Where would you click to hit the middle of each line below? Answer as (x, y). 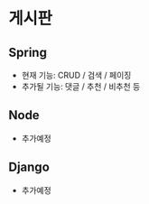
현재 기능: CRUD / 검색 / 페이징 (76, 75)
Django (29, 167)
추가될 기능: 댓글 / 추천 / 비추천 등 (81, 86)
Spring (28, 52)
